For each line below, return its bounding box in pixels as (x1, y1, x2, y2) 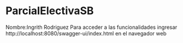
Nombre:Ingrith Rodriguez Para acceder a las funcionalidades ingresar (5, 24, 178, 31)
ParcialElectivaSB (5, 4, 94, 18)
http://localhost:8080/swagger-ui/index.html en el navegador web (5, 29, 167, 37)
